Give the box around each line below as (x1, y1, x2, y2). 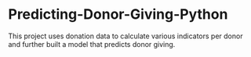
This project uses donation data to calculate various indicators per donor (8, 31, 243, 41)
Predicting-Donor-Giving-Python (8, 5, 228, 23)
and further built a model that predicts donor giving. (8, 39, 176, 48)
